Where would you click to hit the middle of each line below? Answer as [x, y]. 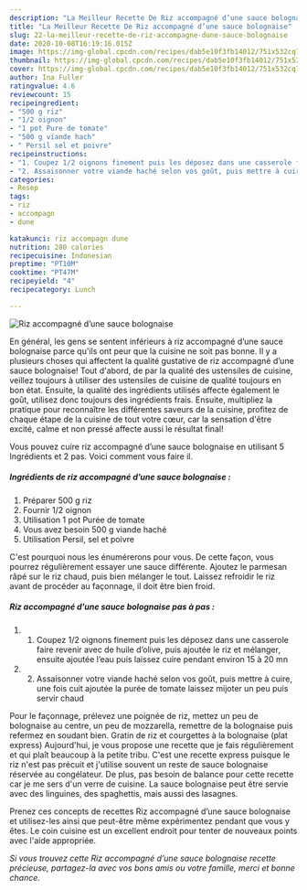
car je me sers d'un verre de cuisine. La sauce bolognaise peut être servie [149, 784]
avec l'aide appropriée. [53, 840]
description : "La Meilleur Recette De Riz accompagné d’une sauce [138, 18]
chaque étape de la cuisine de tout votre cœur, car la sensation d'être [141, 419]
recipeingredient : [44, 103]
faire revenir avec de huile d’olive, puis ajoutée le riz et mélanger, [159, 649]
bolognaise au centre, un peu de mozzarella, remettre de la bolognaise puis [152, 725]
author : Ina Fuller [47, 78]
